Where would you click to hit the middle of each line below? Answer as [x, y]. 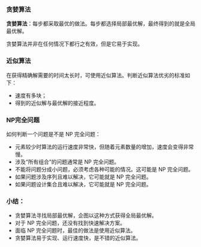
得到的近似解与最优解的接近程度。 [57, 103]
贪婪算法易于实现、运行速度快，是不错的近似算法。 [78, 238]
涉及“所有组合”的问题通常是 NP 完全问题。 [67, 162]
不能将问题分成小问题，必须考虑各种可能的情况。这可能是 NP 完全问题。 [104, 169]
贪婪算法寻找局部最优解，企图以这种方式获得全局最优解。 [86, 216]
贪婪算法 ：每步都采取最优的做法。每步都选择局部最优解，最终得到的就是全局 [101, 24]
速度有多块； [31, 95]
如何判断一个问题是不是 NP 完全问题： [53, 134]
